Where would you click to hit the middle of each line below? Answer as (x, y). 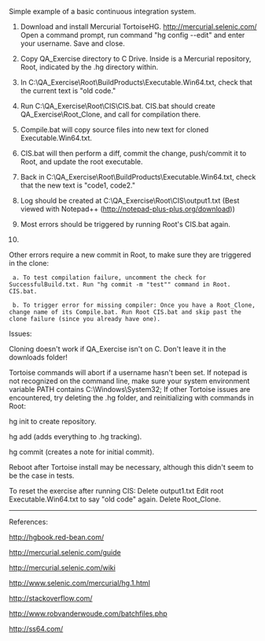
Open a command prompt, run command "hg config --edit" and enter (132, 35)
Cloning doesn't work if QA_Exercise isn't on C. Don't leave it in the (118, 349)
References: (28, 522)
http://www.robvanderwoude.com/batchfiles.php (88, 613)
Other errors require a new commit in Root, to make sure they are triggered (130, 255)
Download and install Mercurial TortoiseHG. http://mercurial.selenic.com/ (138, 26)
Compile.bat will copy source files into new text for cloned (114, 130)
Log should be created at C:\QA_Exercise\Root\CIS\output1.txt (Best (130, 201)
